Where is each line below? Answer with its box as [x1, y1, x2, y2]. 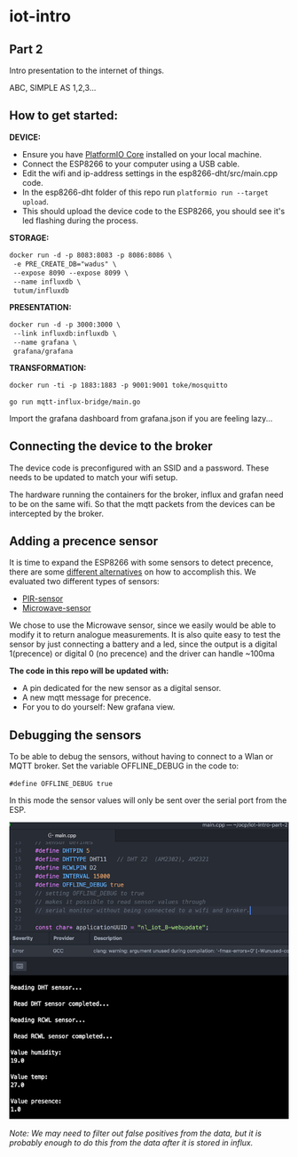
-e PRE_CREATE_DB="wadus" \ [12, 260, 117, 269]
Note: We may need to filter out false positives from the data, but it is [9, 1128, 262, 1138]
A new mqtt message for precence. [21, 692, 152, 703]
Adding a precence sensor [9, 534, 158, 549]
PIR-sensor [21, 593, 64, 604]
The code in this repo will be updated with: [9, 665, 169, 677]
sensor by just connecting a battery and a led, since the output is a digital [9, 639, 278, 650]
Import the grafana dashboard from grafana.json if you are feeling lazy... [9, 413, 273, 423]
